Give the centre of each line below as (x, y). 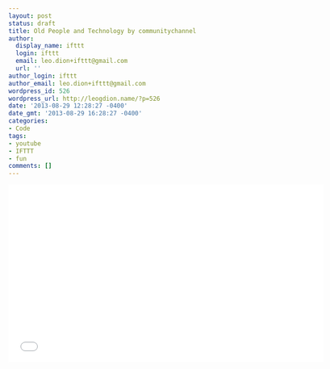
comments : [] (30, 166)
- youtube (25, 143)
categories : (28, 121)
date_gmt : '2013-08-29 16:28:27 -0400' (75, 114)
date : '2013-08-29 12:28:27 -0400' (68, 106)
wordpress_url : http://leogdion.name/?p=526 (84, 99)
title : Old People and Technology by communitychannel (102, 31)
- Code (19, 128)
